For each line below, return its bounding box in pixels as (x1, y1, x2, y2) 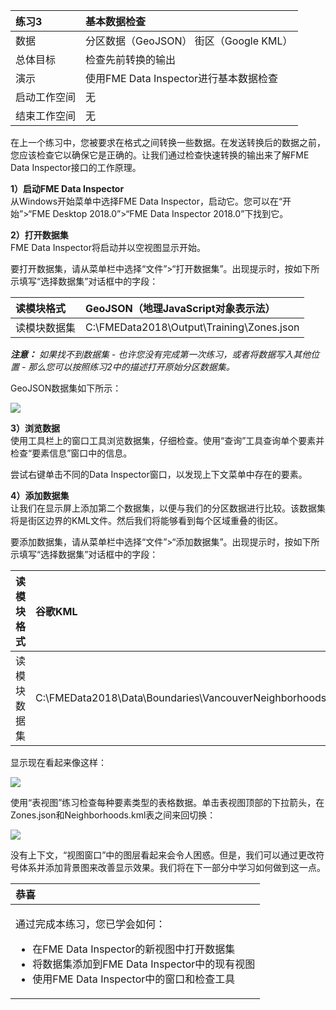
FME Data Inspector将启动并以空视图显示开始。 (10, 242, 206, 253)
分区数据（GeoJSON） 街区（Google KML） (85, 34, 293, 48)
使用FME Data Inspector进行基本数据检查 (85, 72, 279, 85)
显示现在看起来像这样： (10, 757, 107, 768)
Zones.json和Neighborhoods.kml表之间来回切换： (10, 809, 217, 821)
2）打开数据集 (10, 229, 69, 241)
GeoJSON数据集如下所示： (10, 382, 122, 394)
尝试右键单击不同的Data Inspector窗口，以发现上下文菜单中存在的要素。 (10, 469, 308, 480)
